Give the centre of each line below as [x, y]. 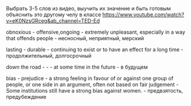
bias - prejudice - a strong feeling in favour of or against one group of [90, 78]
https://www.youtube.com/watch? [143, 15]
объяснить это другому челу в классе [53, 15]
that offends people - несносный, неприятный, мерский [75, 38]
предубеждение [26, 97]
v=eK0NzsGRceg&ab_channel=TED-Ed [53, 21]
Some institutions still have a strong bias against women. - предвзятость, [95, 91]
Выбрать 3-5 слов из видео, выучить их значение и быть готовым [88, 8]
